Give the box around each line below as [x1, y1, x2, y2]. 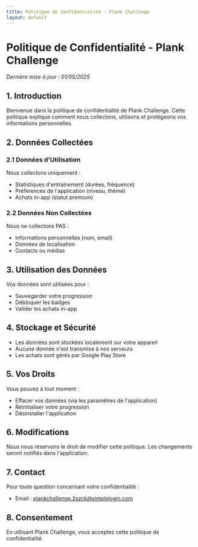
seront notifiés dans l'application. [6, 450, 89, 457]
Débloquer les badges [14, 299, 71, 306]
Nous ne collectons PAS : [6, 222, 69, 230]
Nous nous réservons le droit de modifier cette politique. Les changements [6, 443, 193, 450]
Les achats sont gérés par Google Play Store [14, 351, 126, 358]
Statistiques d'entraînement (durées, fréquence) [14, 181, 135, 188]
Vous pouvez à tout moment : [6, 385, 80, 392]
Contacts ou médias [14, 247, 65, 254]
